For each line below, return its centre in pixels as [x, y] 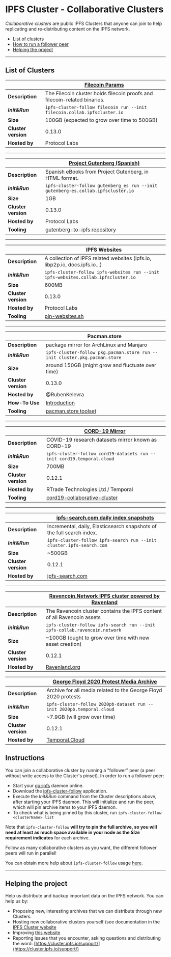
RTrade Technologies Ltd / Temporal [90, 489]
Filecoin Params [104, 85]
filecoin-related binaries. [75, 99]
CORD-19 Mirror [105, 431]
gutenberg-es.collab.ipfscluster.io [90, 190]
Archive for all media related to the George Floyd [104, 690]
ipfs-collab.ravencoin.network [83, 630]
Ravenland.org [63, 667]
